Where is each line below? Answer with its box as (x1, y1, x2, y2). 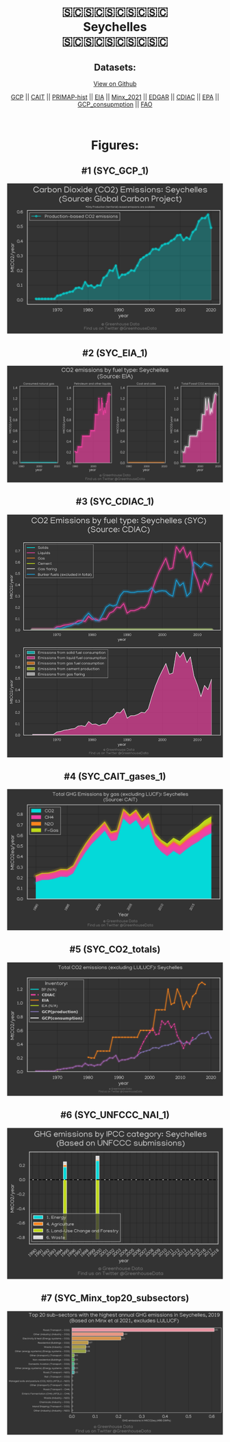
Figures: (91, 138, 139, 153)
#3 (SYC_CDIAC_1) (75, 496, 155, 508)
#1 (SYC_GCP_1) (81, 165, 149, 176)
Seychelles (83, 19, 147, 35)
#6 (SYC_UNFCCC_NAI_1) (60, 1109, 170, 1121)
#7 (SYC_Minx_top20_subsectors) (40, 1292, 190, 1304)
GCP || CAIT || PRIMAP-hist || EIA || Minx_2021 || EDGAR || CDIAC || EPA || (10, 93, 220, 101)
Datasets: (94, 61, 136, 73)
